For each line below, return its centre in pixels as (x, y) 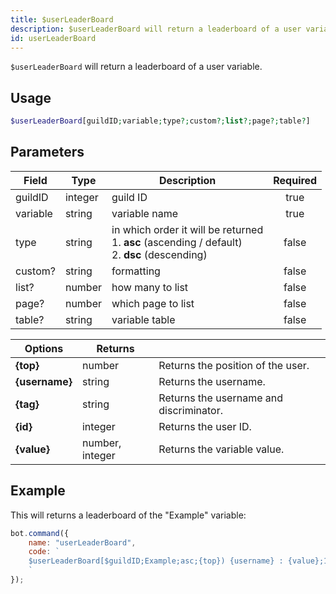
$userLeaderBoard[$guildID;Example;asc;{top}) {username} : (156, 561)
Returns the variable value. (221, 449)
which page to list (153, 303)
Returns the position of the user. (234, 365)
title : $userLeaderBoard (62, 19)
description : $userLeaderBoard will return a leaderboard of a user (156, 29)
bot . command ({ (40, 533)
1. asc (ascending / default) (177, 242)
